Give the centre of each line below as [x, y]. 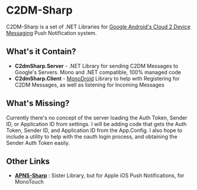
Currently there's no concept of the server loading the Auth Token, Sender [97, 117]
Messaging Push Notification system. [51, 33]
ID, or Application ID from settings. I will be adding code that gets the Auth [96, 124]
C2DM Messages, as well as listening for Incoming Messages [89, 85]
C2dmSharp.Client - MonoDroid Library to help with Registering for [97, 78]
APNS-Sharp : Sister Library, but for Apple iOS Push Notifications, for [99, 176]
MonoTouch [29, 182]
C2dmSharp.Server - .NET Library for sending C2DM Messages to [96, 66]
